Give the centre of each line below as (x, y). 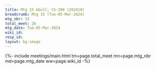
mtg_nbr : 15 (17, 19)
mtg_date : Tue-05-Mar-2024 (33, 28)
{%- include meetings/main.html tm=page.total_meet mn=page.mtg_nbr (78, 56)
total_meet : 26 (21, 23)
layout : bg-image (23, 42)
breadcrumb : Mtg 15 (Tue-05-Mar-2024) (45, 14)
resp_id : (14, 37)
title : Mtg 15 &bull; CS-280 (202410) (45, 10)
